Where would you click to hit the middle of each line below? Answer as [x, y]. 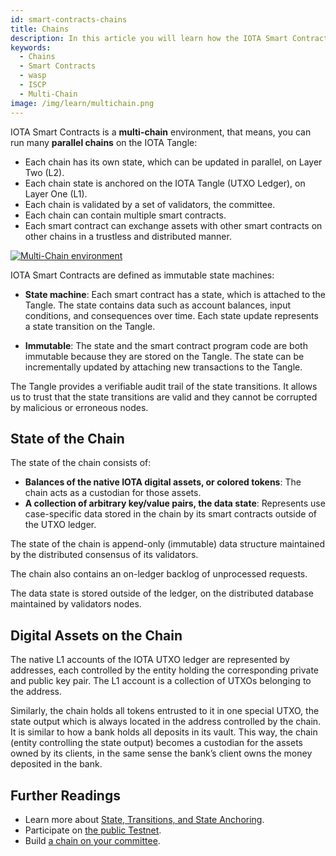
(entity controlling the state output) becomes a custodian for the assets [156, 743]
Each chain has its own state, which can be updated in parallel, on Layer [173, 162]
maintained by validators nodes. [76, 604]
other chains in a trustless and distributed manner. [128, 236]
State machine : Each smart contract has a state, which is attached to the [175, 294]
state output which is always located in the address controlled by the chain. [166, 722]
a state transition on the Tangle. [90, 326]
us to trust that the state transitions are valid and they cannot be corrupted [164, 397]
